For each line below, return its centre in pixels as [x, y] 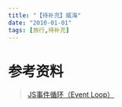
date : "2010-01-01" [40, 23]
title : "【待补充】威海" [44, 15]
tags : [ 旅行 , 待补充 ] [39, 30]
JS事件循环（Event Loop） [71, 94]
